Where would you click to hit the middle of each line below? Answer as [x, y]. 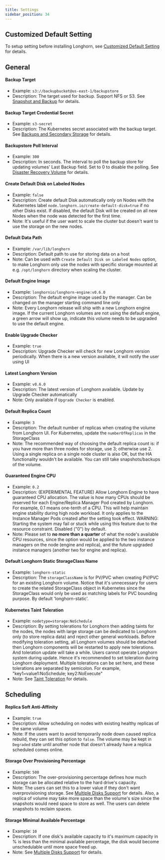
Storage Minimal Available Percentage [45, 820]
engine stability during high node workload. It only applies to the [78, 513]
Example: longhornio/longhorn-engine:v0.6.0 [59, 292]
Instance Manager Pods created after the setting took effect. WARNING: [85, 518]
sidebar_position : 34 [27, 14]
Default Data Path [23, 238]
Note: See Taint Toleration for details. [50, 679]
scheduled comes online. [38, 750]
